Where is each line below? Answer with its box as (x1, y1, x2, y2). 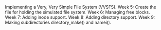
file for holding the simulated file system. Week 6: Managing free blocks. (5, 9, 150, 15)
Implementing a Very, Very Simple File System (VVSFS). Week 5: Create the (5, 4, 157, 10)
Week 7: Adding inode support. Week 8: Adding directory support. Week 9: (5, 15, 155, 20)
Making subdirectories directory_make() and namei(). (5, 19, 111, 25)
